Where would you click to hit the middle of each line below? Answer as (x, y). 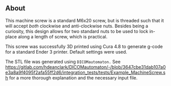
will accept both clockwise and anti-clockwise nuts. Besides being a (77, 26)
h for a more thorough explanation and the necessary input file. (72, 77)
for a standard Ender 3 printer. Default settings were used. (66, 52)
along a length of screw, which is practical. (63, 36)
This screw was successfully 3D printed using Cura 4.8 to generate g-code (84, 46)
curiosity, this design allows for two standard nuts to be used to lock (77, 31)
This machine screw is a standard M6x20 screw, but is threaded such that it (85, 20)
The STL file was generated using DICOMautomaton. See (63, 61)
